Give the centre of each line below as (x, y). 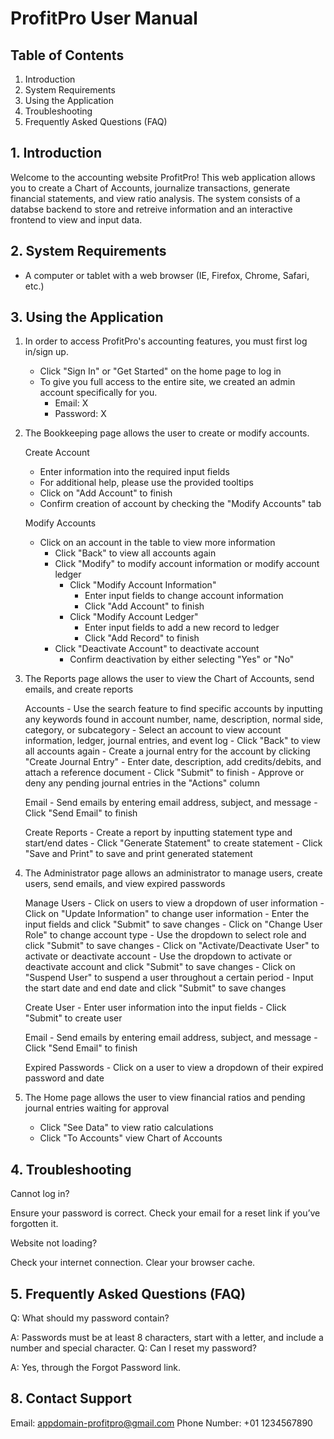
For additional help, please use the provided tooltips (146, 483)
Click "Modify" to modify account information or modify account (187, 564)
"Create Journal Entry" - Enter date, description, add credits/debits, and (173, 762)
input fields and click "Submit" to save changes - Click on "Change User (173, 924)
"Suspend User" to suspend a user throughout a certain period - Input (169, 978)
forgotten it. (34, 1224)
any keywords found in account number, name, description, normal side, (174, 719)
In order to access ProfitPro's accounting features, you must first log (166, 341)
